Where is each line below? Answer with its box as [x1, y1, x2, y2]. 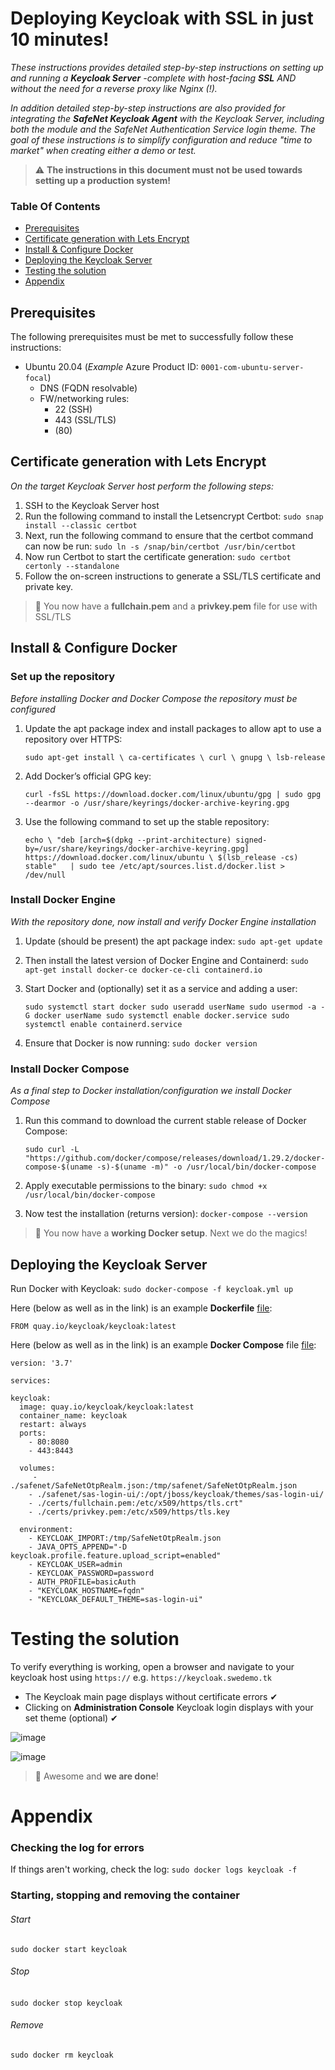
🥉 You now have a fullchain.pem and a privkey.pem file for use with [34, 600, 318, 612]
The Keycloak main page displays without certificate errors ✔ [24, 1690, 278, 1702]
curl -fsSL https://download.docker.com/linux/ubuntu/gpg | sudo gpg [24, 789, 322, 799]
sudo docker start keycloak [10, 1944, 128, 1954]
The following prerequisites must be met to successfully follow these [10, 331, 294, 343]
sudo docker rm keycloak [10, 2050, 114, 2060]
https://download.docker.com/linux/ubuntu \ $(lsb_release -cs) [24, 852, 299, 862]
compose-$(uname [24, 1162, 93, 1172]
